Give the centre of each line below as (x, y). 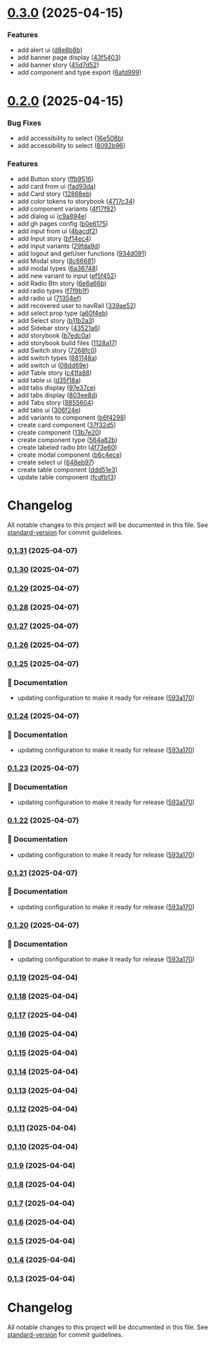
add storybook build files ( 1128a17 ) (67, 343)
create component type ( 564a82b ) (67, 440)
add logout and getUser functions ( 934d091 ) (82, 253)
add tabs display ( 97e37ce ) (56, 388)
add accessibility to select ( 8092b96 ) (71, 145)
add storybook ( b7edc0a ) (54, 335)
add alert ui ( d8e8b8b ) (50, 50)
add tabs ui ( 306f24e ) (49, 410)
